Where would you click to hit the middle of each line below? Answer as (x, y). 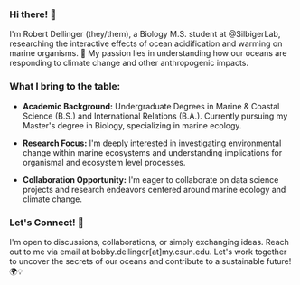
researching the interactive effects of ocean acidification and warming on (146, 43)
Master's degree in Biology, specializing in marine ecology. (132, 125)
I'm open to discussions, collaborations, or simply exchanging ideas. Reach (149, 242)
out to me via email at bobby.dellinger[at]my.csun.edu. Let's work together (148, 252)
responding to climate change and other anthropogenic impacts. (129, 63)
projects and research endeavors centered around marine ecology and (154, 189)
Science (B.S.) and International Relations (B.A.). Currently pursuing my (155, 116)
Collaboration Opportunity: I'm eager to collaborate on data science (150, 179)
